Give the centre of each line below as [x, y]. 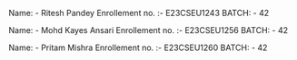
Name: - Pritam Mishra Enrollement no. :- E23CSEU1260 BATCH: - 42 [138, 47]
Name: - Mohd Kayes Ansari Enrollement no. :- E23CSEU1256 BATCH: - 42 [148, 30]
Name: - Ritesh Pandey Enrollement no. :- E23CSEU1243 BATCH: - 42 [139, 13]
